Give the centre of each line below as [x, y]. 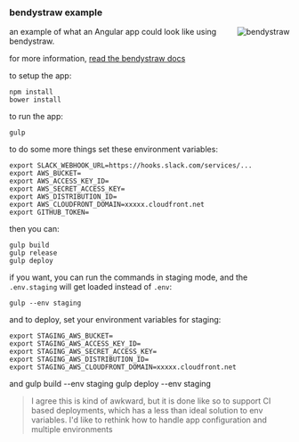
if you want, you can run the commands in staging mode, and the [129, 277]
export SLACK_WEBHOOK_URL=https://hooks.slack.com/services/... [131, 166]
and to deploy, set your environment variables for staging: [115, 320]
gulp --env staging [45, 303]
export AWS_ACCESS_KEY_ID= [59, 181]
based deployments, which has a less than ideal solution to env [147, 411]
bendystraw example [56, 12]
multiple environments [72, 430]
